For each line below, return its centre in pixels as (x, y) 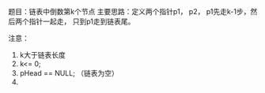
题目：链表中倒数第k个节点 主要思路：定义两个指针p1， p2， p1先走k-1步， (129, 11)
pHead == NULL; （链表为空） (69, 73)
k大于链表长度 (42, 55)
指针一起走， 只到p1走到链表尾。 (82, 21)
